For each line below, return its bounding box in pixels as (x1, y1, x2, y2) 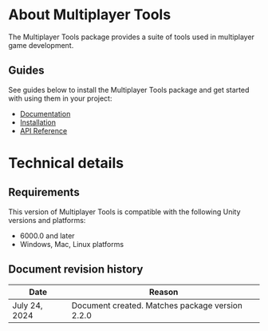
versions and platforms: (8, 215, 86, 225)
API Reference (19, 126, 68, 135)
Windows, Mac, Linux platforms (19, 239, 124, 249)
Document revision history (8, 262, 144, 277)
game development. (8, 40, 74, 50)
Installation (19, 118, 57, 127)
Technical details (8, 154, 124, 172)
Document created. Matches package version (71, 300, 243, 311)
